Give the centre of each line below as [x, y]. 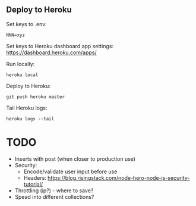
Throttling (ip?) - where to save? [54, 191]
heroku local [22, 75]
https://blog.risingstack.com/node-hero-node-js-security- [118, 177]
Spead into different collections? [54, 196]
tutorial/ [33, 184]
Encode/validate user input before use [70, 171]
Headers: [35, 177]
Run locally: [20, 64]
